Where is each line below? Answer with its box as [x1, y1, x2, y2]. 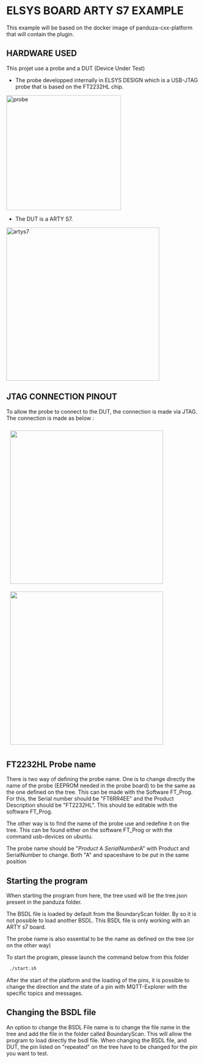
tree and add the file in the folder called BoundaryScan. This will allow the [6, 1030, 192, 1037]
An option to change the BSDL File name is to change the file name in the [6, 1023, 191, 1031]
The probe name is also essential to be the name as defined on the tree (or [6, 935, 194, 943]
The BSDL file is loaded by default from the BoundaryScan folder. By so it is [6, 910, 197, 918]
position [6, 858, 27, 865]
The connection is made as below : [6, 414, 95, 422]
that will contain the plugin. [6, 30, 75, 37]
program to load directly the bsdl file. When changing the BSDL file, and [6, 1037, 188, 1044]
